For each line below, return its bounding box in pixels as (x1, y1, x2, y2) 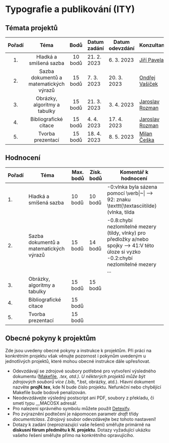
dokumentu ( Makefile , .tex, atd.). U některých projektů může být (12, 373, 146, 379)
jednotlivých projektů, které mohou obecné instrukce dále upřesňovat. (5, 358, 151, 364)
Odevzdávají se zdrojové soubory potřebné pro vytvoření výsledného (12, 368, 156, 374)
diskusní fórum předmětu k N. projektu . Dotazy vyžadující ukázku (12, 427, 151, 433)
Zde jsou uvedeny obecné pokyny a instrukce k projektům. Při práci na (5, 347, 152, 353)
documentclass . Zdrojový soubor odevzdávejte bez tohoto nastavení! (12, 416, 156, 422)
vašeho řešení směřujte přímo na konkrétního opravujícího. (12, 432, 134, 438)
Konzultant (139, 42, 166, 48)
